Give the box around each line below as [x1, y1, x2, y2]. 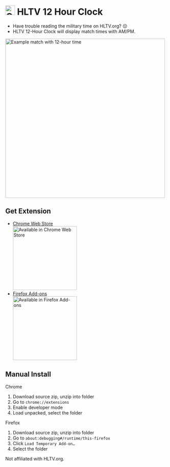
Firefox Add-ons [12, 291, 47, 297]
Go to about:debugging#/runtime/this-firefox [12, 435, 111, 441]
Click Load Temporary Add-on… [12, 440, 75, 446]
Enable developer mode [12, 404, 63, 410]
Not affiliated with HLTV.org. [5, 455, 65, 461]
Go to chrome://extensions [12, 399, 69, 405]
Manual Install [5, 370, 51, 379]
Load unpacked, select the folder [12, 409, 83, 416]
